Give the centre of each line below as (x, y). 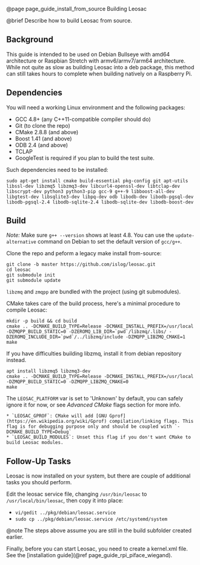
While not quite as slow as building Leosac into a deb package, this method (100, 67)
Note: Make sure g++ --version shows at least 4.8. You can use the (90, 235)
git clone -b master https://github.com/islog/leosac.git (81, 265)
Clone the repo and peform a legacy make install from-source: (84, 253)
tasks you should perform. (39, 482)
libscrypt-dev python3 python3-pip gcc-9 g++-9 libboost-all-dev (90, 191)
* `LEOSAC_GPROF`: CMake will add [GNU (57, 416)
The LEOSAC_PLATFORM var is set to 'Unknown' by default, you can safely (95, 399)
